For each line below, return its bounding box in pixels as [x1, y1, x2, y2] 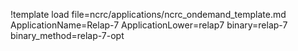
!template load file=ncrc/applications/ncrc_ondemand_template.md [10, 9, 287, 20]
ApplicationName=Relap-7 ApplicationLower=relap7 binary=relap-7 [10, 19, 288, 31]
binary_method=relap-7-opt [10, 30, 125, 41]
